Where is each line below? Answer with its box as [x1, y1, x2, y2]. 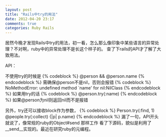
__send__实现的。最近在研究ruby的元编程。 [5, 126, 93, 132]
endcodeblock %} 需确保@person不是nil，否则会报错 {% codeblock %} [5, 80, 151, 86]
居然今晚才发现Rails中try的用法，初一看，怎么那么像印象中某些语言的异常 [5, 40, 155, 46]
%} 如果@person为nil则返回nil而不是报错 [5, 97, 88, 103]
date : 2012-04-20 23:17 [5, 16, 55, 21]
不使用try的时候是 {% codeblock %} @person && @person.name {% [5, 73, 145, 79]
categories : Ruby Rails [5, 26, 55, 31]
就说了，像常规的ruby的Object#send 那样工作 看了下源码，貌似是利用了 [5, 120, 152, 126]
